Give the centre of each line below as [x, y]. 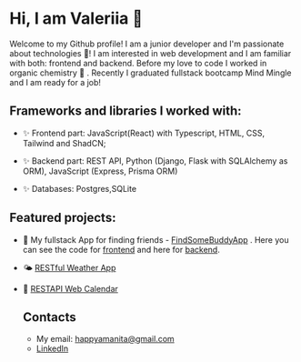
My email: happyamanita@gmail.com [105, 339]
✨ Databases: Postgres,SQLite [80, 188]
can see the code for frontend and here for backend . [121, 249]
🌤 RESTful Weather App [69, 267]
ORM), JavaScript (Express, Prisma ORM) [100, 171]
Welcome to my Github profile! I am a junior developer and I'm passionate [147, 44]
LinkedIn [52, 348]
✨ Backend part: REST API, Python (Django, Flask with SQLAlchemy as [155, 161]
